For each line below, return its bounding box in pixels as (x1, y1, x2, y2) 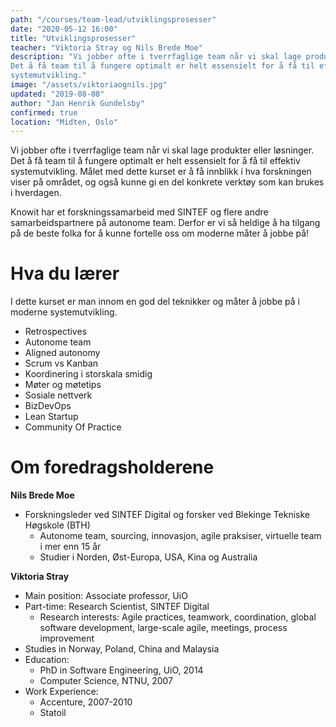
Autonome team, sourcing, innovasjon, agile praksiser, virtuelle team (39, 530, 322, 542)
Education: (24, 654, 70, 666)
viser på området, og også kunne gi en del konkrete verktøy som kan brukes (10, 176, 325, 188)
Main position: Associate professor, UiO (24, 590, 188, 602)
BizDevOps (24, 400, 72, 412)
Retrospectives (24, 326, 88, 338)
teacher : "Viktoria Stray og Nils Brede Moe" (10, 42, 203, 53)
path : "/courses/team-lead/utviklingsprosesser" (10, 14, 217, 25)
